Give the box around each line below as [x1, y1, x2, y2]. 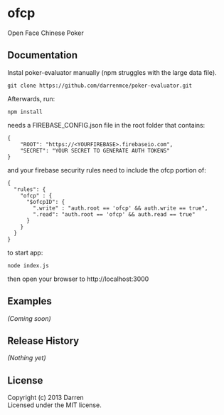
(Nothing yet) [7, 354, 46, 362]
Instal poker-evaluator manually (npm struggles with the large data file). [7, 68, 217, 76]
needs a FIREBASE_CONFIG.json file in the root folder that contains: [7, 121, 206, 129]
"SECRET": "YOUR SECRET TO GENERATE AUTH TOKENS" [20, 147, 171, 154]
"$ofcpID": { [26, 198, 65, 205]
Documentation [7, 49, 78, 61]
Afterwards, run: [7, 94, 55, 103]
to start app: [7, 248, 43, 257]
